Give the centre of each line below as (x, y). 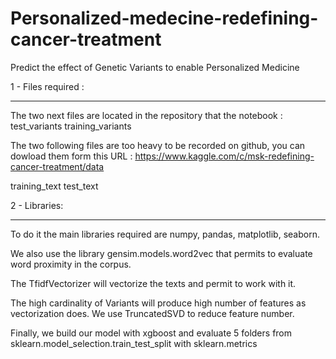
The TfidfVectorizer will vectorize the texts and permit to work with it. (153, 283)
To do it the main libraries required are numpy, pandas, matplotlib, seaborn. (165, 234)
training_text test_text (54, 186)
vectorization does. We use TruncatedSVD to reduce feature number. (152, 313)
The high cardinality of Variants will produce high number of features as (158, 303)
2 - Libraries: (37, 205)
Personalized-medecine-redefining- (164, 18)
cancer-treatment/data (57, 166)
